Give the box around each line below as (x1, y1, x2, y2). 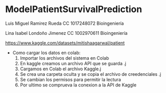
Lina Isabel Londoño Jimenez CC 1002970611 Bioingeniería (5, 30, 128, 36)
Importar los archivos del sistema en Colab (20, 55, 109, 61)
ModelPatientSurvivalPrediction (5, 4, 142, 15)
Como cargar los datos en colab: (12, 50, 81, 56)
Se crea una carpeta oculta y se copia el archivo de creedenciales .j (20, 71, 161, 77)
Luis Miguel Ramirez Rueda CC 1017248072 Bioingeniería (5, 20, 124, 26)
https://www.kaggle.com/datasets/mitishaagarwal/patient (5, 39, 125, 46)
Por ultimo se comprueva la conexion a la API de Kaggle (20, 82, 137, 88)
